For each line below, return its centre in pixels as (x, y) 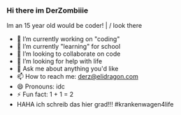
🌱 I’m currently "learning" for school (68, 47)
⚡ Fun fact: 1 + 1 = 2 (45, 94)
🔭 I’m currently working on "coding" (68, 39)
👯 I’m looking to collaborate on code (68, 54)
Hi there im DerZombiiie (48, 10)
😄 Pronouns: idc (41, 86)
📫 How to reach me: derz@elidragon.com (78, 77)
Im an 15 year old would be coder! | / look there (74, 26)
